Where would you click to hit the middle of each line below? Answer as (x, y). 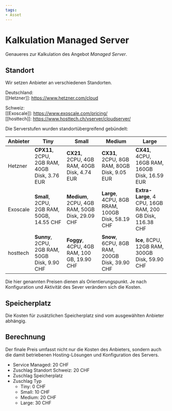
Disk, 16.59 (149, 176)
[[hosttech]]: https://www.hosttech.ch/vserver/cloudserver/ (68, 119)
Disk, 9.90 (47, 263)
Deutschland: (19, 93)
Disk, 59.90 (149, 259)
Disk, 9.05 (114, 172)
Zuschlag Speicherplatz (38, 375)
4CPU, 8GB (115, 200)
